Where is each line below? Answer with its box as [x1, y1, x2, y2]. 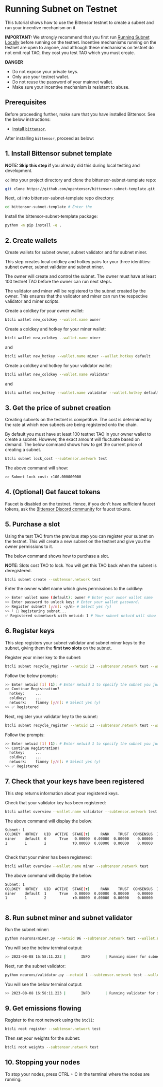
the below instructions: [5, 116, 51, 122]
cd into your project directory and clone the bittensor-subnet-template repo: [5, 177, 157, 183]
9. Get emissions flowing [5, 1004, 81, 1012]
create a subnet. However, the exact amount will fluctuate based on [5, 436, 140, 442]
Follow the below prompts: [5, 673, 58, 679]
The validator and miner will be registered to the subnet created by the [5, 288, 146, 293]
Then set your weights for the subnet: [5, 1035, 81, 1041]
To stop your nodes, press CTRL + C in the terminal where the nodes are [5, 1071, 150, 1077]
